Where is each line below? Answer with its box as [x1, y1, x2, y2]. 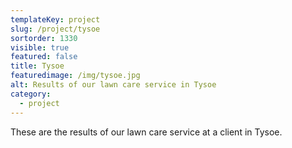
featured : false [10, 52, 78, 62]
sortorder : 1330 [10, 33, 78, 43]
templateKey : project [10, 14, 101, 25]
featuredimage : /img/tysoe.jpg [10, 71, 141, 81]
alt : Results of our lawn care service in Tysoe [10, 80, 217, 90]
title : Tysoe [10, 61, 65, 71]
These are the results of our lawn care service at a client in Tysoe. [10, 126, 283, 138]
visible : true [10, 42, 70, 53]
